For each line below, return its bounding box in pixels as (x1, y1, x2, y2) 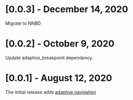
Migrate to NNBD (5, 20, 41, 26)
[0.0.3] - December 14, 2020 (5, 4, 128, 15)
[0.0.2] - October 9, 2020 (5, 38, 115, 49)
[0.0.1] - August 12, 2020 (5, 72, 112, 84)
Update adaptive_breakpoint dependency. (5, 55, 93, 61)
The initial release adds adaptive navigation (5, 89, 97, 95)
